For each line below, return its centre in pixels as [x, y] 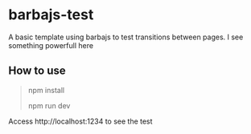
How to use [37, 71]
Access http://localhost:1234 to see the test [80, 121]
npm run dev [49, 105]
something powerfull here [51, 45]
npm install [46, 90]
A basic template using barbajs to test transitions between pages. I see [126, 37]
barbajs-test [51, 15]
